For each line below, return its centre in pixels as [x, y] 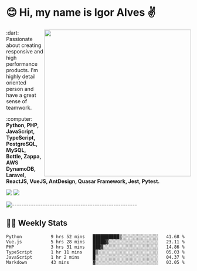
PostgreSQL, [22, 144]
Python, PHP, [23, 125]
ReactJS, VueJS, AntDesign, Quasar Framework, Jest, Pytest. [83, 181]
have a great [21, 95]
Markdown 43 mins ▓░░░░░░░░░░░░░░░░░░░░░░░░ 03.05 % [95, 262]
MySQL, [16, 150]
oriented [16, 82]
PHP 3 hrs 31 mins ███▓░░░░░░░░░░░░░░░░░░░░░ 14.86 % [95, 247]
